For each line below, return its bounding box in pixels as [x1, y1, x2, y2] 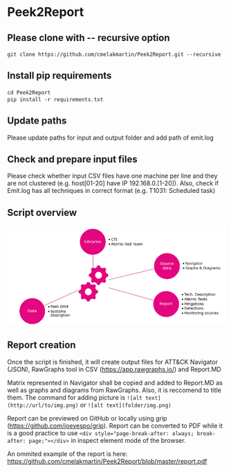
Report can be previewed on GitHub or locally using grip [7, 414, 167, 422]
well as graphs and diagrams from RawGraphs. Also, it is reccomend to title [7, 386, 221, 394]
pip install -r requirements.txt [7, 96, 104, 103]
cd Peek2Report [7, 89, 51, 96]
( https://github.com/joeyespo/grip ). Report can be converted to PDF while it [7, 421, 223, 430]
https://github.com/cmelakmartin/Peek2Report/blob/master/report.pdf [7, 457, 207, 465]
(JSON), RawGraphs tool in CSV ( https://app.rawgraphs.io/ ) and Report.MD [7, 365, 221, 373]
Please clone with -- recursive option [7, 32, 171, 44]
